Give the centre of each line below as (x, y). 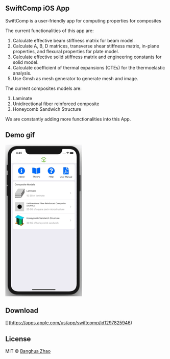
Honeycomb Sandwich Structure (47, 109)
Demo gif (20, 135)
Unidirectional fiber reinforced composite (56, 104)
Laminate (22, 98)
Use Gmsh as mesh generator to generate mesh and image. (76, 78)
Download (22, 311)
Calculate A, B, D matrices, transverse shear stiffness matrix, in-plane (86, 46)
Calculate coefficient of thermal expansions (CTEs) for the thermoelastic (89, 67)
